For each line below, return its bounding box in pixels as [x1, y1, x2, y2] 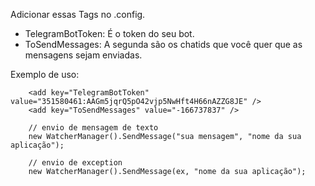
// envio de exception [28, 158, 123, 168]
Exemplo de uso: [10, 69, 80, 80]
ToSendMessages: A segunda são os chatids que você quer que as [24, 39, 303, 50]
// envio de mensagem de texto [28, 123, 159, 133]
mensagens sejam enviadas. [24, 49, 143, 61]
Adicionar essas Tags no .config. [10, 9, 146, 20]
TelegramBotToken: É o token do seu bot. [24, 28, 195, 39]
